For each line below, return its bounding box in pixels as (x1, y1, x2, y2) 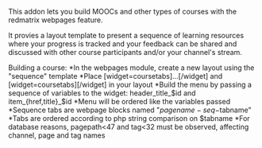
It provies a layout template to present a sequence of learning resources (8, 31, 245, 40)
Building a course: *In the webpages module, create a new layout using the (8, 63, 255, 72)
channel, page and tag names (8, 130, 106, 140)
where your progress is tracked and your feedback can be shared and (8, 39, 237, 49)
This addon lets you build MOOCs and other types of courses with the (8, 7, 237, 16)
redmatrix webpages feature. (8, 15, 103, 25)
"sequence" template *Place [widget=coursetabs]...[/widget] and (8, 72, 223, 80)
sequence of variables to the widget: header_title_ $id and (8, 88, 196, 98)
